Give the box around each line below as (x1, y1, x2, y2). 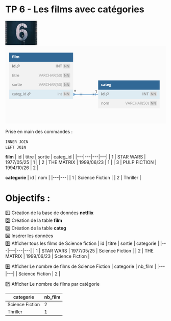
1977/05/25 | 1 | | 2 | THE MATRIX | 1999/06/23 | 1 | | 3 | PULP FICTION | (5, 159, 157, 165)
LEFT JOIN (5, 145, 27, 150)
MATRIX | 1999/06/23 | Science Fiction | (5, 253, 90, 259)
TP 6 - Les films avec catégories (5, 4, 144, 15)
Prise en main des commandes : (5, 128, 73, 134)
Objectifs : (5, 192, 51, 204)
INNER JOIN (5, 139, 29, 144)
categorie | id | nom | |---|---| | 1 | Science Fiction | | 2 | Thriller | (5, 174, 141, 180)
